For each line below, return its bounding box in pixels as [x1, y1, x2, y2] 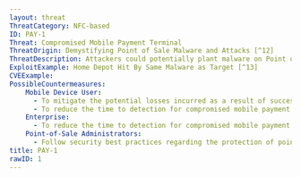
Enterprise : [25, 113, 70, 122]
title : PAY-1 [9, 146, 58, 155]
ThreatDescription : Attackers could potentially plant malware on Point [9, 55, 287, 63]
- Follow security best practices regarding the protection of [32, 138, 275, 147]
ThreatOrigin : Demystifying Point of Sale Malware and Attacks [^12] [9, 46, 275, 55]
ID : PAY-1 [9, 29, 47, 38]
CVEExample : [9, 72, 54, 80]
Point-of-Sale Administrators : [25, 130, 142, 139]
